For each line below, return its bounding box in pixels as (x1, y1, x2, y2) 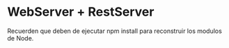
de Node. (7, 34, 34, 42)
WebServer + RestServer (7, 4, 155, 20)
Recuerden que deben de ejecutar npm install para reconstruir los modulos (7, 27, 223, 35)
